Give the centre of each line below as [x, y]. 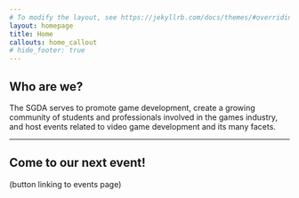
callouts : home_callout [53, 42]
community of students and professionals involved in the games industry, [144, 117]
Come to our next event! [77, 163]
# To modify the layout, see [63, 17]
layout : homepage [41, 26]
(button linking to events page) [65, 184]
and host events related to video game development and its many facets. [142, 126]
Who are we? [46, 87]
